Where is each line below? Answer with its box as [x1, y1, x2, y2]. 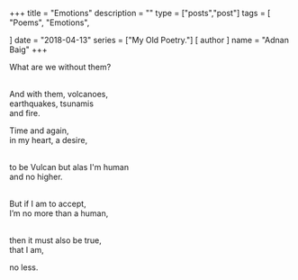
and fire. [9, 108, 41, 118]
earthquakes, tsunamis [9, 98, 95, 109]
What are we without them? [9, 62, 112, 72]
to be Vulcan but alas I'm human [9, 162, 129, 172]
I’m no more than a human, [9, 208, 109, 219]
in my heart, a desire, [9, 135, 88, 145]
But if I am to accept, [9, 198, 87, 209]
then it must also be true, [9, 235, 102, 246]
